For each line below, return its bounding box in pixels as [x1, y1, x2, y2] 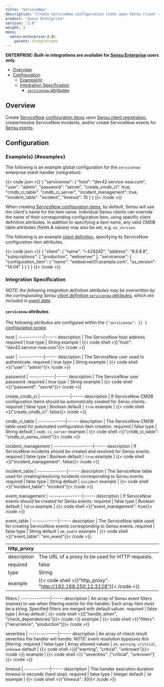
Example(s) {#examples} [5, 153, 66, 160]
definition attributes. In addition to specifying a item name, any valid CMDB [5, 219, 155, 225]
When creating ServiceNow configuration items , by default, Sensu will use [5, 204, 155, 210]
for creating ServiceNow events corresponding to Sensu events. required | [5, 523, 155, 529]
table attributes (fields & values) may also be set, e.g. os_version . [5, 225, 137, 230]
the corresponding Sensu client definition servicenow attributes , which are [5, 292, 154, 298]
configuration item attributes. [5, 239, 64, 245]
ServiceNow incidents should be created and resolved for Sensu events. [5, 448, 150, 454]
